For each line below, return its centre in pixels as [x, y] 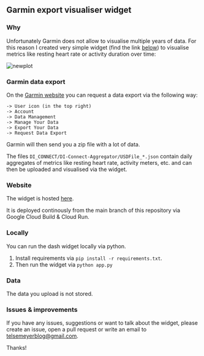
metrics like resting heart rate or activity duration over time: [81, 54]
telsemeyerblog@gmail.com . [42, 336]
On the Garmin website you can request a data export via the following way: [102, 95]
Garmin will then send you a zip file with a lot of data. [73, 144]
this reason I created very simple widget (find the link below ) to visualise [98, 47]
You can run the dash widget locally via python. [66, 246]
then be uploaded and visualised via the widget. [67, 169]
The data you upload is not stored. [50, 294]
